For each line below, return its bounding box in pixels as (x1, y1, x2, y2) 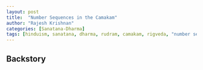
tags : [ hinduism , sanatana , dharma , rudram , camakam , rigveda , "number (6, 31, 191, 37)
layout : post (6, 8, 39, 15)
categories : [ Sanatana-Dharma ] (6, 25, 85, 32)
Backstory (6, 54, 47, 64)
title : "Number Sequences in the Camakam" (6, 14, 118, 21)
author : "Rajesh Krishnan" (6, 20, 74, 26)
